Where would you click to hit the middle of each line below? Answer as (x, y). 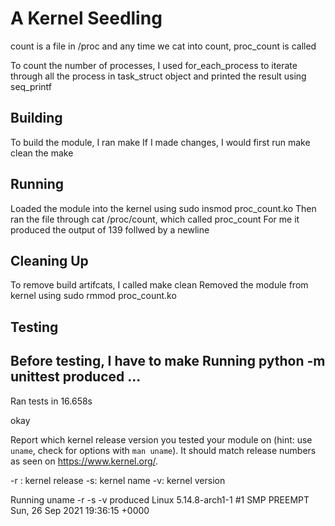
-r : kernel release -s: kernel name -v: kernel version (118, 480)
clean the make (42, 153)
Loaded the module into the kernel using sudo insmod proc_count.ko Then (163, 208)
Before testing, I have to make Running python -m (168, 361)
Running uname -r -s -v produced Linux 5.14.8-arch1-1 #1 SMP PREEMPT (160, 499)
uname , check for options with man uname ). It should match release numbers (163, 450)
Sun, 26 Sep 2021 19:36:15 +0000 (80, 510)
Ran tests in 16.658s (51, 401)
